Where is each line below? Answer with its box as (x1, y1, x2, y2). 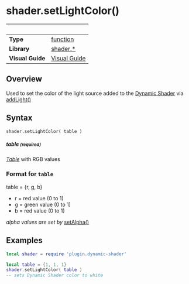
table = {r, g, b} (6, 183, 43, 190)
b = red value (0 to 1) (14, 207, 66, 214)
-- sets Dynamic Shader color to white (6, 272, 104, 279)
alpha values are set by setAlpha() (6, 218, 90, 225)
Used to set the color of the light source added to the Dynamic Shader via (6, 90, 184, 97)
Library (9, 45, 30, 53)
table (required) (6, 141, 41, 148)
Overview (6, 74, 43, 84)
